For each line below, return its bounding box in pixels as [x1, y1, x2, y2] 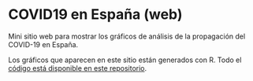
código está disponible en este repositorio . [8, 63, 147, 72]
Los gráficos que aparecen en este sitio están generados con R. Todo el [8, 55, 242, 64]
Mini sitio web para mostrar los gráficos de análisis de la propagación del [8, 31, 246, 41]
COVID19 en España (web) [8, 6, 183, 24]
